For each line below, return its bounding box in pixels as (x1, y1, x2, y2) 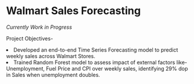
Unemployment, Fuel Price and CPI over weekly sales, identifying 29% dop (6, 65, 188, 72)
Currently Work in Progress (6, 23, 73, 31)
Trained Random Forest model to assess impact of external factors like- (14, 59, 188, 66)
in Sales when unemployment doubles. (6, 71, 100, 78)
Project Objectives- (6, 35, 53, 42)
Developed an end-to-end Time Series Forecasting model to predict (14, 46, 179, 53)
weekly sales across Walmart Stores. (6, 52, 96, 59)
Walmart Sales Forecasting (6, 4, 141, 18)
